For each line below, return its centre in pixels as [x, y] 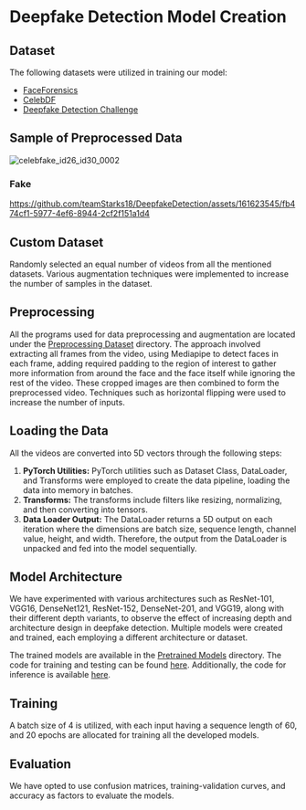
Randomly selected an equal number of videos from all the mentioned [141, 264]
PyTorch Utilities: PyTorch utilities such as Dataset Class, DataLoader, [155, 470]
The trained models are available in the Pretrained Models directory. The [146, 656]
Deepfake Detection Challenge [80, 110]
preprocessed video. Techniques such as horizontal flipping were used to [148, 392]
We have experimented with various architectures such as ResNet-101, [142, 599]
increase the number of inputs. [67, 402]
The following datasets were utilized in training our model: [119, 72]
